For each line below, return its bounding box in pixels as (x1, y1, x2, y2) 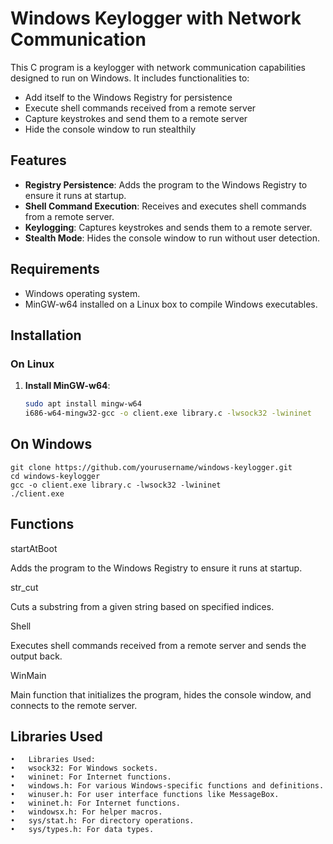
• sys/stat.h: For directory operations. (10, 816, 195, 826)
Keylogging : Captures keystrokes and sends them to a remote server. (24, 221, 313, 233)
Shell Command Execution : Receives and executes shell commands (24, 200, 307, 212)
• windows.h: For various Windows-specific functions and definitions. (10, 781, 325, 791)
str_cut (10, 581, 39, 593)
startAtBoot (10, 542, 58, 554)
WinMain (10, 669, 47, 681)
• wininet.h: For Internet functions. (10, 798, 182, 809)
